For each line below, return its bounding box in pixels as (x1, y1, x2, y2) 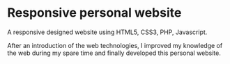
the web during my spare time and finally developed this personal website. (7, 49, 222, 57)
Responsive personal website (7, 5, 182, 21)
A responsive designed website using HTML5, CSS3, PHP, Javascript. (7, 28, 208, 36)
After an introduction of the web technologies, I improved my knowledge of (7, 41, 223, 49)
